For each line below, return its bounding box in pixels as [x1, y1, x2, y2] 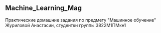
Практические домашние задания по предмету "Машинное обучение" [5, 17, 156, 23]
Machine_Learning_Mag [5, 4, 82, 12]
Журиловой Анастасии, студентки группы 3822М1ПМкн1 [5, 22, 126, 28]
